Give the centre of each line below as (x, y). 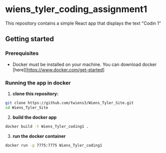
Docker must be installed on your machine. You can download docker (85, 64)
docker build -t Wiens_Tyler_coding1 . (47, 126)
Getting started (30, 39)
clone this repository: (35, 94)
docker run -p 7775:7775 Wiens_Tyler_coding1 (54, 145)
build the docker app (34, 117)
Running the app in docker (38, 83)
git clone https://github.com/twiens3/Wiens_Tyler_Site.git (70, 103)
